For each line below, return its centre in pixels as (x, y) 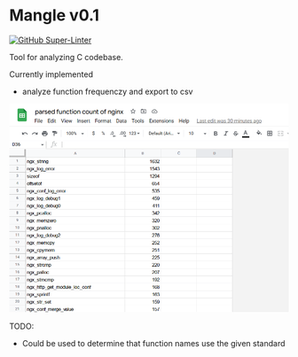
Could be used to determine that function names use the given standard (153, 343)
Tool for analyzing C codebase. (67, 57)
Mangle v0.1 (55, 16)
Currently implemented (51, 74)
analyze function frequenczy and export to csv (107, 91)
